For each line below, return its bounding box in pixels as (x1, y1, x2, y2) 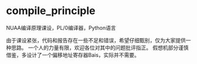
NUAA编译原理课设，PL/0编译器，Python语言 (6, 24, 116, 31)
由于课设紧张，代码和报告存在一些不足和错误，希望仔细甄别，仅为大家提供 (6, 36, 186, 43)
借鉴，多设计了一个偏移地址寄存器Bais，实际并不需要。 (6, 51, 140, 58)
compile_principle (6, 4, 96, 18)
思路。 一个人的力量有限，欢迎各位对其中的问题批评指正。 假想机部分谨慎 (11, 44, 189, 51)
